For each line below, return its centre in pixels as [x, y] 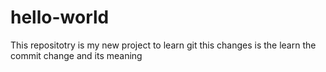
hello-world [60, 17]
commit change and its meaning [76, 55]
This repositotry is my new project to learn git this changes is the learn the [163, 45]
